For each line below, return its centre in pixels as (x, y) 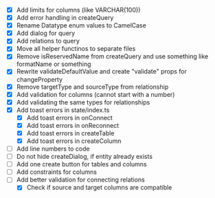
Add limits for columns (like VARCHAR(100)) (78, 10)
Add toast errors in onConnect (69, 118)
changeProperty (39, 79)
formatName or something (54, 64)
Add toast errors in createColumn (74, 141)
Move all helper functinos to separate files (76, 49)
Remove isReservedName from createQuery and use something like (112, 56)
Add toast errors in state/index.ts (63, 110)
